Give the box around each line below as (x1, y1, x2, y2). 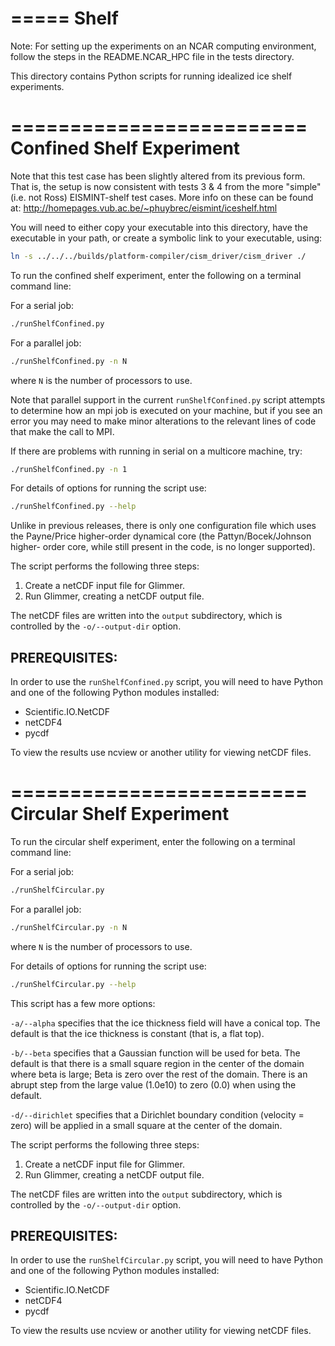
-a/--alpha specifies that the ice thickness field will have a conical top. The (10, 1017, 321, 1029)
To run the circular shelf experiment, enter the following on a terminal (10, 836, 296, 847)
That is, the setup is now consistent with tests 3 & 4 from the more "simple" (10, 180, 322, 192)
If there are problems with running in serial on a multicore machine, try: (10, 445, 303, 457)
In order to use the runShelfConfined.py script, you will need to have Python (10, 676, 323, 688)
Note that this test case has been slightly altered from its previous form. (10, 170, 306, 182)
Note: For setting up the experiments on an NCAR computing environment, (10, 40, 317, 52)
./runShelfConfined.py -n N (10, 356, 128, 366)
